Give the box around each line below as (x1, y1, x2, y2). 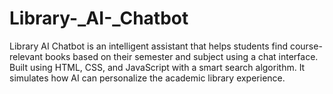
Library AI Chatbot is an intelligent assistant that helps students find (9, 40, 288, 52)
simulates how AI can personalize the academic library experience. (9, 72, 286, 84)
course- (289, 40, 323, 52)
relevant (9, 50, 43, 62)
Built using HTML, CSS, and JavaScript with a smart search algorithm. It (9, 61, 306, 73)
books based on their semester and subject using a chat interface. (44, 50, 319, 62)
